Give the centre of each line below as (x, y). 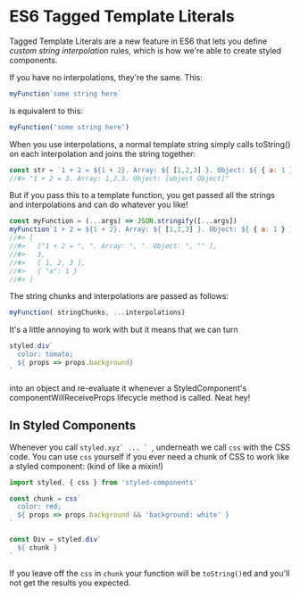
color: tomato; (46, 354)
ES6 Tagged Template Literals (122, 17)
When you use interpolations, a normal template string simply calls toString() (150, 144)
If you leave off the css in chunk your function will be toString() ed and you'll (150, 573)
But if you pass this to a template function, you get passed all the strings (142, 195)
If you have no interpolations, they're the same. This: (106, 77)
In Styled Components (73, 426)
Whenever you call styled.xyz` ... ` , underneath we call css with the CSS (150, 447)
